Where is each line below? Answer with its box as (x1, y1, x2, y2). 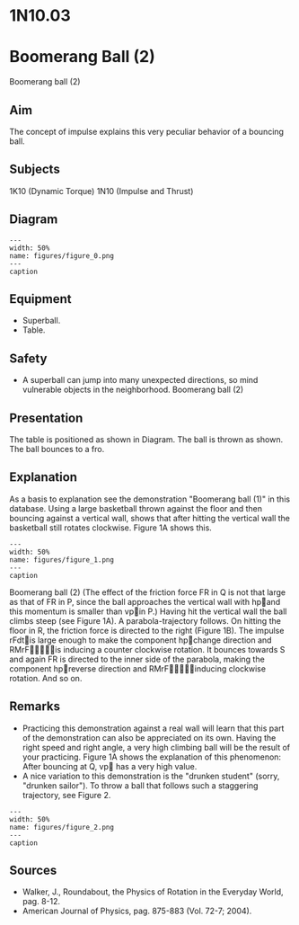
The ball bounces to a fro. (9, 444, 105, 454)
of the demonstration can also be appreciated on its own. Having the (22, 732, 277, 743)
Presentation (9, 410, 84, 425)
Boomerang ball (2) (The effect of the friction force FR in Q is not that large (9, 586, 286, 598)
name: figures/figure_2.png (9, 823, 115, 832)
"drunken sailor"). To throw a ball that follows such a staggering (22, 779, 259, 791)
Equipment (9, 291, 72, 307)
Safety (9, 351, 48, 366)
